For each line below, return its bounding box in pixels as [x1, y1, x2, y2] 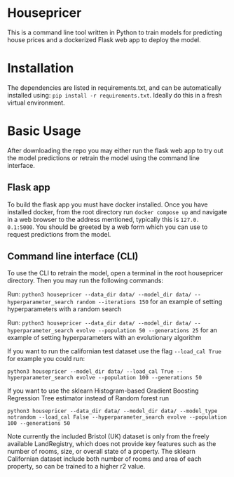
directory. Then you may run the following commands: [7, 276, 163, 285]
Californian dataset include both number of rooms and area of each [7, 455, 202, 463]
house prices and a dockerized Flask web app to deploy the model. [7, 35, 201, 44]
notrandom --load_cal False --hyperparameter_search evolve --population [7, 414, 228, 421]
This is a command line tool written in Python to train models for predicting [7, 28, 223, 37]
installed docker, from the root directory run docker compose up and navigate [7, 207, 228, 216]
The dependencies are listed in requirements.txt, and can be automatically [7, 83, 222, 92]
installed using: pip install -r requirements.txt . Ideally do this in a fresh [7, 91, 222, 99]
